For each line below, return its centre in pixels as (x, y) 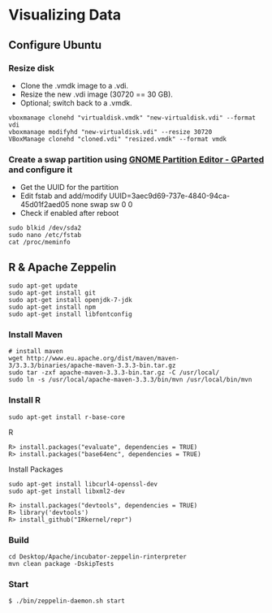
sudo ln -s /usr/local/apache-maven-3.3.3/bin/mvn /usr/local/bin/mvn (130, 380)
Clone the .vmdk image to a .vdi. (74, 85)
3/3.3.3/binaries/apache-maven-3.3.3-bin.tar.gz (92, 366)
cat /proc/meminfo (39, 242)
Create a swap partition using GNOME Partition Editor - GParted (136, 159)
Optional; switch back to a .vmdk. (76, 102)
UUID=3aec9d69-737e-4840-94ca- (169, 196)
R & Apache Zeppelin (62, 267)
